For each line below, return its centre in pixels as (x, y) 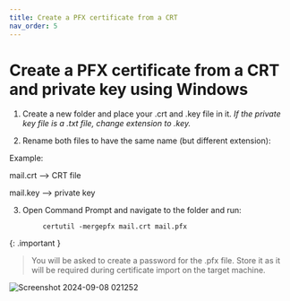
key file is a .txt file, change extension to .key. (106, 124)
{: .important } (35, 244)
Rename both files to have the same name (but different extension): (146, 141)
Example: (26, 159)
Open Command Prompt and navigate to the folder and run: (132, 211)
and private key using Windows (129, 89)
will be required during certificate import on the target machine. (148, 271)
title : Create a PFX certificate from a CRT (94, 17)
